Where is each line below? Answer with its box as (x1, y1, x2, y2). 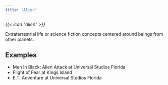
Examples (5, 51, 37, 59)
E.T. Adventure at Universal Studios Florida (12, 75, 102, 81)
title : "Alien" (5, 7, 37, 13)
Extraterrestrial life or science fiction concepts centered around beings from (5, 31, 163, 37)
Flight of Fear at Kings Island (12, 69, 72, 75)
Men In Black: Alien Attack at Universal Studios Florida (12, 64, 126, 70)
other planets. (5, 36, 34, 42)
